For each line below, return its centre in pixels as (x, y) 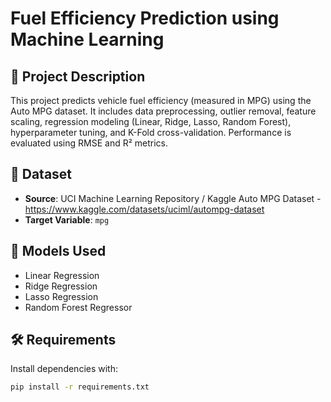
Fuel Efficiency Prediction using (145, 18)
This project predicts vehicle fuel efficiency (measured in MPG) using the (161, 100)
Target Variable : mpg (67, 219)
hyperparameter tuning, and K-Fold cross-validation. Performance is (151, 132)
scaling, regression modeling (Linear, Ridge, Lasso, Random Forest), (151, 121)
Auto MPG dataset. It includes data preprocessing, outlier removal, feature (163, 111)
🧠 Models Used (58, 251)
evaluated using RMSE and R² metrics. (89, 143)
